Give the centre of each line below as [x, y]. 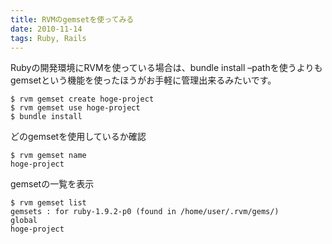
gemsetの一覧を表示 [52, 184]
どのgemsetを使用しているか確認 [78, 137]
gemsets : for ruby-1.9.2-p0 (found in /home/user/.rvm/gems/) [145, 212]
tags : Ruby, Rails [48, 38]
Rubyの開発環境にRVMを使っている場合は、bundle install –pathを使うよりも [166, 68]
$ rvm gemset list [48, 203]
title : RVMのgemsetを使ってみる [72, 19]
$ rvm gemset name [48, 156]
